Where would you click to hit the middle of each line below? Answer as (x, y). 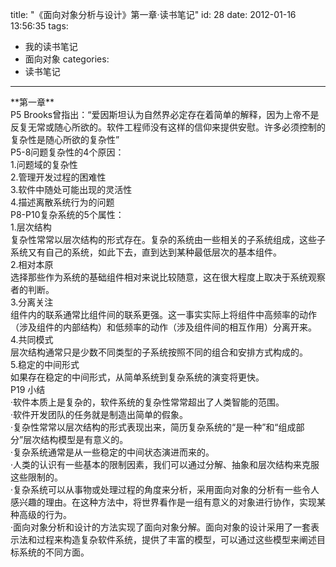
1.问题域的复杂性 (44, 164)
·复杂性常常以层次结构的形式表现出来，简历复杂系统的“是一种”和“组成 (153, 427)
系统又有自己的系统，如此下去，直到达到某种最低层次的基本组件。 (146, 252)
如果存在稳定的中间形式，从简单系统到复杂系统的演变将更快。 (137, 377)
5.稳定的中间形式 (45, 364)
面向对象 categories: (67, 59)
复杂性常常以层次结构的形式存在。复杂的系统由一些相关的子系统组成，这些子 (168, 239)
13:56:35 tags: (39, 26)
